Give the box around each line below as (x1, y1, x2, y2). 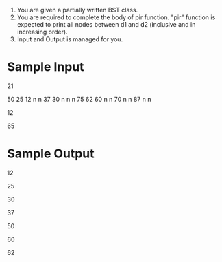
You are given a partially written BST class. (16, 6, 138, 14)
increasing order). (16, 28, 68, 36)
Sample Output (7, 146, 95, 162)
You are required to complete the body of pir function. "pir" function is (16, 13, 216, 21)
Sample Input (7, 59, 84, 75)
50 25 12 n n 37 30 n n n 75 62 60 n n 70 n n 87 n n (7, 95, 151, 103)
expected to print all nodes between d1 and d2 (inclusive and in (16, 21, 196, 28)
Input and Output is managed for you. (16, 35, 123, 43)
